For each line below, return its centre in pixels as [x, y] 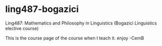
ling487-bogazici [42, 9]
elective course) [22, 28]
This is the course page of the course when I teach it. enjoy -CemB [75, 38]
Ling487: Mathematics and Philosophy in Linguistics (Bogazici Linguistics [81, 23]
